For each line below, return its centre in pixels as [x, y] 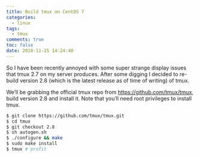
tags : [13, 28]
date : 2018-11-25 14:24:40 [40, 51]
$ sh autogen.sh [26, 132]
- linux [21, 23]
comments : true [25, 39]
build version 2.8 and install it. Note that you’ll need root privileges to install [99, 98]
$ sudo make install [32, 144]
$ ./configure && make [34, 138]
